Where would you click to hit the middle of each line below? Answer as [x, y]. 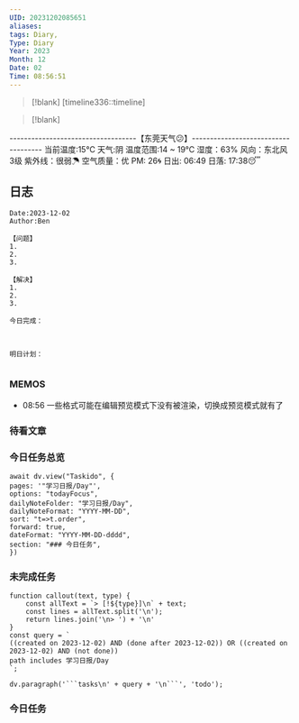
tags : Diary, [34, 34]
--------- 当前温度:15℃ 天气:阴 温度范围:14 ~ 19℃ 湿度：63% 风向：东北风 [149, 149]
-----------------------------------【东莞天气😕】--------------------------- [149, 138]
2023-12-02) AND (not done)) [64, 651]
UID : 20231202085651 [48, 18]
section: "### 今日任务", [55, 545]
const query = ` [40, 636]
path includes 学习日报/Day [59, 661]
